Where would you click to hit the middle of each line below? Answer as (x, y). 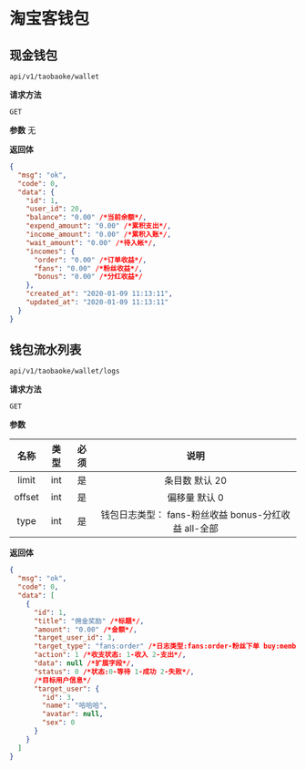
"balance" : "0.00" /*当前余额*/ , (87, 218)
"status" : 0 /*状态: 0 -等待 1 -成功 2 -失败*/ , (114, 672)
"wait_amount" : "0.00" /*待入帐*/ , (91, 242)
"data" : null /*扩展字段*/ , (84, 663)
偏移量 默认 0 (196, 498)
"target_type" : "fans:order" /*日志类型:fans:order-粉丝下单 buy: (157, 647)
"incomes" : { (51, 252)
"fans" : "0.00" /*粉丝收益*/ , (88, 268)
